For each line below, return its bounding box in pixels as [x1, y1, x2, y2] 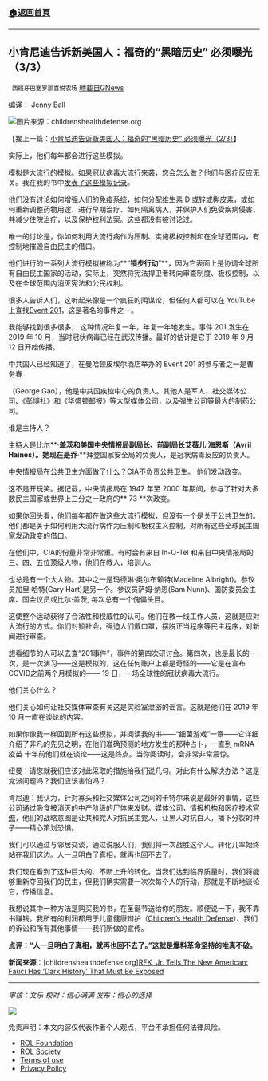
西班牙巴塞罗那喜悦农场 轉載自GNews [11, 83, 124, 93]
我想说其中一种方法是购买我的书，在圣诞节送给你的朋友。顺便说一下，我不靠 [8, 904, 260, 913]
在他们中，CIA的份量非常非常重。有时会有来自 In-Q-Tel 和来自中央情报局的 [8, 548, 254, 558]
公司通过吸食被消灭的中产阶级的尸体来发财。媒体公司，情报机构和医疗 [8, 803, 239, 813]
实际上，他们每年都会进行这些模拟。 [8, 151, 128, 160]
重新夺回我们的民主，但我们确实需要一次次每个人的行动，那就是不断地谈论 [14, 877, 260, 886]
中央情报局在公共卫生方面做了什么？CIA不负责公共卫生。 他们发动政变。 [8, 467, 246, 476]
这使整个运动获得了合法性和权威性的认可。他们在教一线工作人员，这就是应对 [8, 612, 260, 621]
